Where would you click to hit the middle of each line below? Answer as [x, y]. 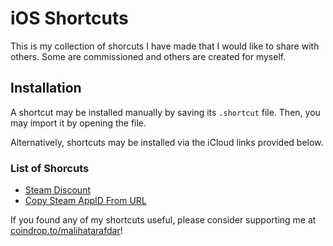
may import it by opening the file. [78, 123]
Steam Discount [57, 190]
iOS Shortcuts [69, 18]
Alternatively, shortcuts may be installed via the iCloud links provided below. [167, 142]
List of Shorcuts [50, 168]
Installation [46, 88]
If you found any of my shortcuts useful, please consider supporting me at [163, 220]
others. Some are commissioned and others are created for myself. [148, 56]
